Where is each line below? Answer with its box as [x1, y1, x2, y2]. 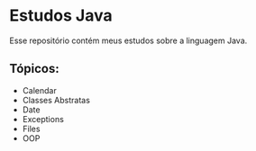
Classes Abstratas [22, 94, 90, 105]
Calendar [22, 84, 57, 95]
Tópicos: [9, 61, 60, 76]
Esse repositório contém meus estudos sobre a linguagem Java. [9, 35, 248, 46]
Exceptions [22, 113, 65, 124]
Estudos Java [9, 5, 113, 26]
